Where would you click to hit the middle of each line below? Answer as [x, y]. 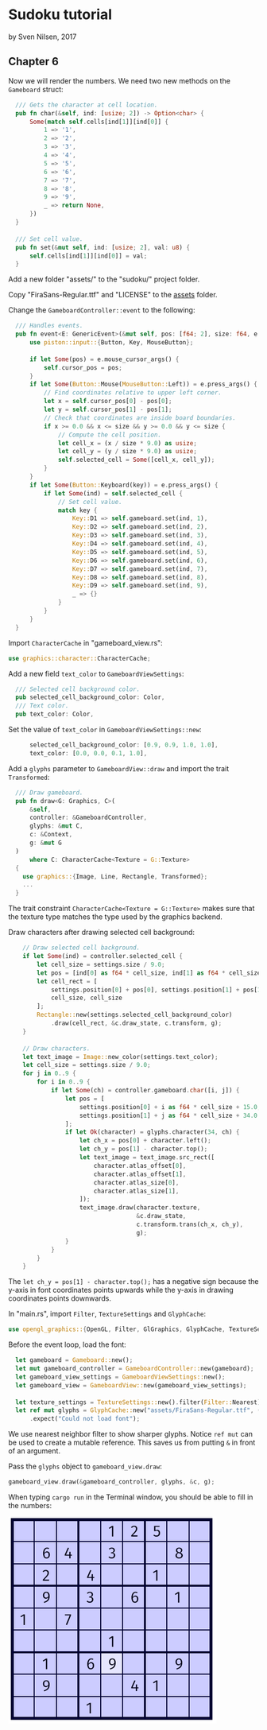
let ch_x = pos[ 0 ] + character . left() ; [145, 1141]
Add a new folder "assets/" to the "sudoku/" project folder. [104, 279]
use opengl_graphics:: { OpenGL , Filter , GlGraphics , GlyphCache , [117, 1329]
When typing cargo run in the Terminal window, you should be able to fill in [131, 1497]
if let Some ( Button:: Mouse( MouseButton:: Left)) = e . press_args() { [143, 384]
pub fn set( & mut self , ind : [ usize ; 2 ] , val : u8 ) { [103, 247]
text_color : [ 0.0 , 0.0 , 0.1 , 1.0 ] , [88, 753]
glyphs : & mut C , [56, 826]
